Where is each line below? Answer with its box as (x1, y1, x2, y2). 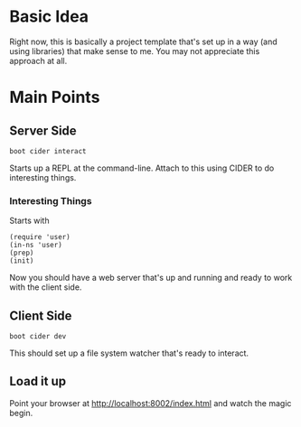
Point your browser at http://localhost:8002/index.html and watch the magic (9, 397, 292, 408)
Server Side (9, 123, 77, 138)
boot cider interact (9, 146, 88, 155)
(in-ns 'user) (9, 241, 63, 250)
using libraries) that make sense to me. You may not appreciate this (9, 45, 260, 56)
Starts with (9, 215, 50, 227)
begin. (9, 407, 33, 418)
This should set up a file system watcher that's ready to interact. (9, 348, 249, 358)
